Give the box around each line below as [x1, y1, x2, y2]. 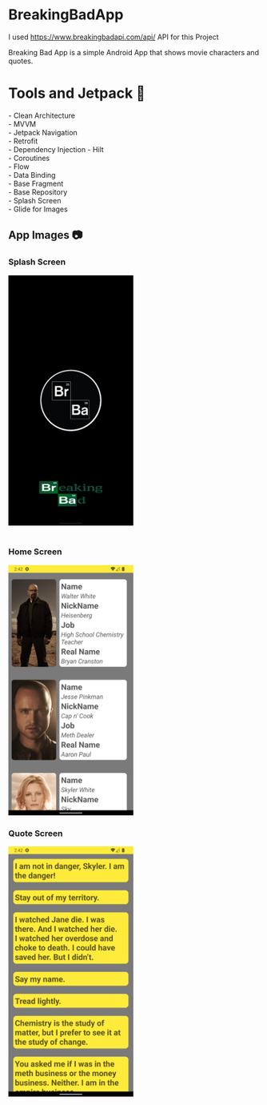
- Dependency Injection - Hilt [8, 144, 104, 154]
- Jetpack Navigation [8, 127, 78, 137]
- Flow [8, 162, 30, 171]
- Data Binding [8, 170, 56, 179]
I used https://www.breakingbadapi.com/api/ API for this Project [8, 32, 219, 42]
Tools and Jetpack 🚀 [8, 84, 145, 102]
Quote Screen [8, 827, 63, 838]
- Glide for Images [8, 204, 68, 214]
